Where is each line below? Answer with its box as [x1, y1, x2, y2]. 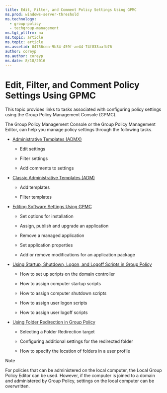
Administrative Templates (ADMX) [12, 136, 82, 142]
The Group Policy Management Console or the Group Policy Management [5, 121, 156, 127]
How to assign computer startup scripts [19, 281, 101, 287]
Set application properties [19, 242, 73, 248]
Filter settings [19, 156, 48, 161]
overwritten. [5, 383, 30, 389]
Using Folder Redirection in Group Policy [12, 319, 95, 325]
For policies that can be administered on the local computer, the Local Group [5, 367, 162, 373]
